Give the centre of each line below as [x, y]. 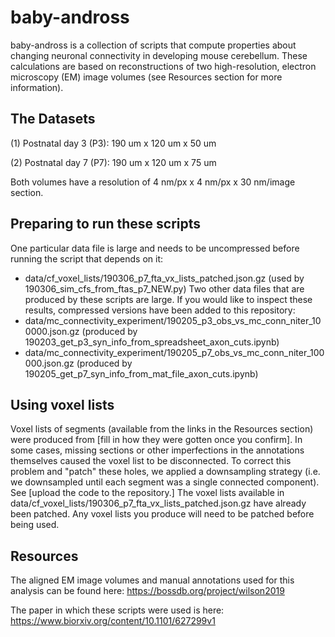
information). [37, 87]
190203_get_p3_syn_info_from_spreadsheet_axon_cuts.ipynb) [152, 342]
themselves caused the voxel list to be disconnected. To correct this [151, 461]
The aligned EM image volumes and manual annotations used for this [152, 580]
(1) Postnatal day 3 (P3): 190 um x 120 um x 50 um [113, 143]
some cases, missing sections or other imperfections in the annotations [157, 450]
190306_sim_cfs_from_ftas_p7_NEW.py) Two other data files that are [164, 288]
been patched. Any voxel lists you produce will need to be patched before [162, 514]
